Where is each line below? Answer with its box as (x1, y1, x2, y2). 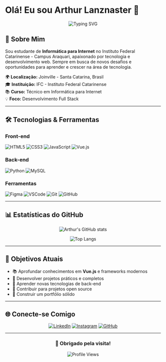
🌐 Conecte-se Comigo (5, 310, 76, 319)
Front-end (5, 133, 30, 140)
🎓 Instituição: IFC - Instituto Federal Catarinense (5, 81, 107, 87)
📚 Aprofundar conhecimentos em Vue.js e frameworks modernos (12, 268, 148, 274)
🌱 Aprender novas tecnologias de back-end (12, 281, 101, 286)
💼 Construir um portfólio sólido (12, 291, 75, 297)
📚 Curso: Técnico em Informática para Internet (5, 88, 102, 94)
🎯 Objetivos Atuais (5, 255, 63, 263)
